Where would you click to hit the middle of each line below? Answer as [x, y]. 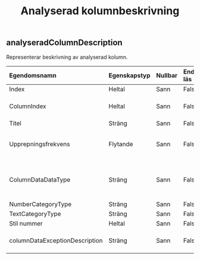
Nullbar [167, 75]
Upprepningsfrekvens [40, 144]
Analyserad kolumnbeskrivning [100, 11]
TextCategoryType [35, 214]
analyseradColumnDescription [65, 43]
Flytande [121, 144]
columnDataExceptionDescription [56, 240]
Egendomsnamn [33, 75]
